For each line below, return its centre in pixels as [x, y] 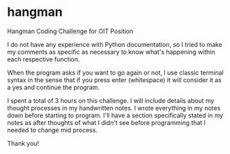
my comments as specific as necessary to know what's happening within [111, 52]
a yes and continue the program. [54, 87]
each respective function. [44, 59]
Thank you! [23, 143]
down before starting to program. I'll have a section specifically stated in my [115, 115]
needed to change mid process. [52, 130]
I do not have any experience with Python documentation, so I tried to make [115, 44]
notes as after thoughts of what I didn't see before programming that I [106, 122]
